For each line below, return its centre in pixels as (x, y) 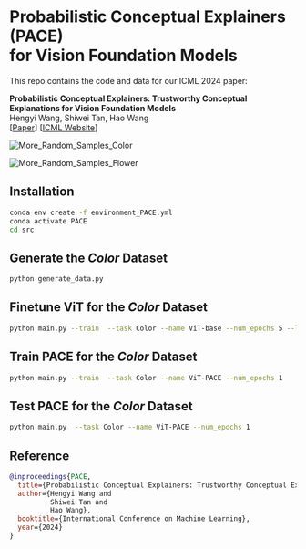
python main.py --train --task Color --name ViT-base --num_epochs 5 (146, 328)
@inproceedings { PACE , (51, 476)
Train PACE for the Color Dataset (103, 357)
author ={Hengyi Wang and (65, 493)
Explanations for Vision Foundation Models (92, 108)
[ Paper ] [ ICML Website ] (54, 127)
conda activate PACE (49, 221)
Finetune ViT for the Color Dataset (108, 307)
